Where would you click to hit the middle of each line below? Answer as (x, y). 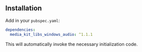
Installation (24, 8)
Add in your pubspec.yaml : (33, 20)
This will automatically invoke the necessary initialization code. (72, 44)
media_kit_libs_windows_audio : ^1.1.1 (52, 34)
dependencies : (21, 30)
